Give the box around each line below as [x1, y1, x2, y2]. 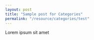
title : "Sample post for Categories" [5, 12, 83, 17]
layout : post [5, 7, 32, 12]
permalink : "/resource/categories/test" [5, 16, 90, 21]
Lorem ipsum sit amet [5, 30, 49, 36]
